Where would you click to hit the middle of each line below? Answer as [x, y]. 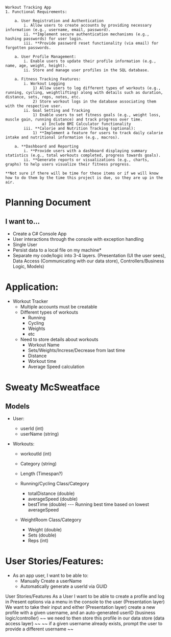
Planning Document [48, 203]
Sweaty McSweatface [53, 387]
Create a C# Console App [40, 234]
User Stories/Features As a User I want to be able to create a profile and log [85, 596]
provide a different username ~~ [40, 629]
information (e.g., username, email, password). [58, 30]
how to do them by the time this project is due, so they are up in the [84, 178]
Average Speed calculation [56, 366]
